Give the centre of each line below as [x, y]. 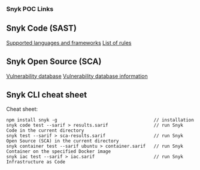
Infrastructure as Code [36, 162]
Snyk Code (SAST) [41, 28]
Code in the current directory [45, 130]
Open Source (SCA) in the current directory [63, 141]
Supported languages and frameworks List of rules [69, 42]
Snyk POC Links [30, 9]
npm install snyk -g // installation [100, 120]
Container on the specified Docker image [59, 151]
